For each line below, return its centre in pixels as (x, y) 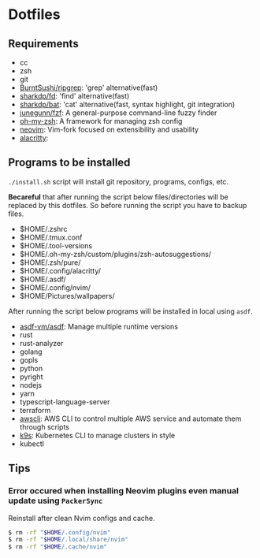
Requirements (43, 44)
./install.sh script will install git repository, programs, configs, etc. (119, 181)
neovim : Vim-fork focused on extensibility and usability (109, 129)
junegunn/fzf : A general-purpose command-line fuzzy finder (118, 113)
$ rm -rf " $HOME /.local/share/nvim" (68, 540)
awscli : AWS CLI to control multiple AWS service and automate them (130, 418)
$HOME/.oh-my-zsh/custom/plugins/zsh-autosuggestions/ (115, 254)
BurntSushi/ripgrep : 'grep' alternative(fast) (89, 87)
